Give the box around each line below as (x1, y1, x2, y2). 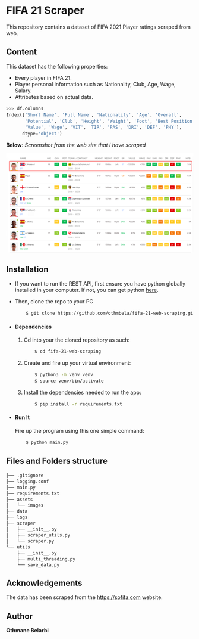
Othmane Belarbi (6, 627, 49, 634)
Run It (14, 414, 30, 421)
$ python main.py (26, 439, 68, 445)
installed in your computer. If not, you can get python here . (14, 287, 159, 294)
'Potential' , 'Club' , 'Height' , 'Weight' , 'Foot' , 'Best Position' (24, 118, 195, 124)
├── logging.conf (6, 478, 49, 485)
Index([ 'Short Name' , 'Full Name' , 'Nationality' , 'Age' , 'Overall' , (6, 111, 182, 118)
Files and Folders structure (6, 456, 108, 466)
